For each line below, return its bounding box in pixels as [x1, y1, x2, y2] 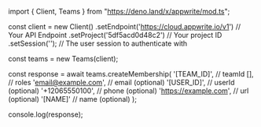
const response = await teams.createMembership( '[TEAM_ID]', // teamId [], [8, 69, 254, 78]
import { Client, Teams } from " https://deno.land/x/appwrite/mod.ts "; [8, 7, 230, 16]
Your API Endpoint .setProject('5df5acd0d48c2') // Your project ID [8, 31, 222, 39]
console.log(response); [8, 110, 84, 119]
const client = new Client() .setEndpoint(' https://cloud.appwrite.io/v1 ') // [8, 22, 241, 31]
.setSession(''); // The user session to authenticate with [8, 39, 188, 48]
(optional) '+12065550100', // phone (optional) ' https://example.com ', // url [8, 86, 249, 95]
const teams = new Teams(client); [8, 54, 119, 63]
